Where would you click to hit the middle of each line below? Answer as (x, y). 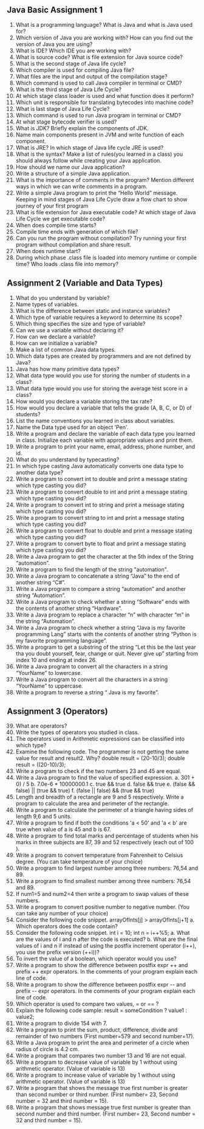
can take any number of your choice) (62, 914)
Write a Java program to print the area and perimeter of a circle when (103, 1043)
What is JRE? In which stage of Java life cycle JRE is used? (90, 147)
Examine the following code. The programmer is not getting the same (102, 752)
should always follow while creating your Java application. (88, 160)
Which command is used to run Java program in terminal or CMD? (98, 115)
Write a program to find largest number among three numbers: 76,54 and (107, 868)
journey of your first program (52, 206)
